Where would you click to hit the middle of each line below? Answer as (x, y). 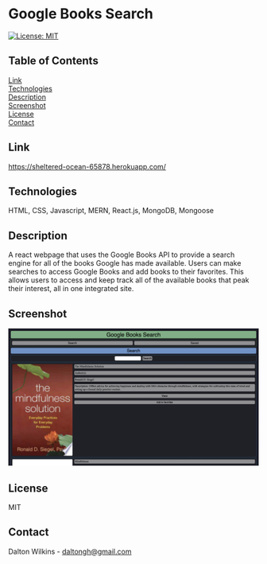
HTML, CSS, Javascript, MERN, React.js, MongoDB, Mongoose (111, 211)
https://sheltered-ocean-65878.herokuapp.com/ (87, 166)
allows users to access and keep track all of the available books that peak (129, 280)
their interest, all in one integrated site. (71, 289)
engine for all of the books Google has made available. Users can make (125, 263)
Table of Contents (54, 61)
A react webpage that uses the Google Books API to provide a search (122, 255)
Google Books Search (81, 14)
